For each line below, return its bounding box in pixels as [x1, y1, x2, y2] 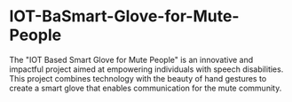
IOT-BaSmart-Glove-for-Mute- [9, 6, 240, 27]
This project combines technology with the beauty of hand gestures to [9, 73, 267, 83]
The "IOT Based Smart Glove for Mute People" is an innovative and [9, 54, 254, 65]
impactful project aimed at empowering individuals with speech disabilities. [9, 64, 284, 75]
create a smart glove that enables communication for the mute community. [9, 82, 282, 93]
